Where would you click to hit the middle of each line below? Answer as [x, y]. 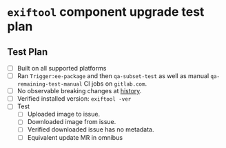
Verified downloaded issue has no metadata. [91, 129]
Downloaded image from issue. [72, 122]
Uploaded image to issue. [64, 114]
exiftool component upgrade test [106, 12]
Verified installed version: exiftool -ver [74, 99]
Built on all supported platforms [62, 68]
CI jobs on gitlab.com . [115, 84]
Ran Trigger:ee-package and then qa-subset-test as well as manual [113, 76]
